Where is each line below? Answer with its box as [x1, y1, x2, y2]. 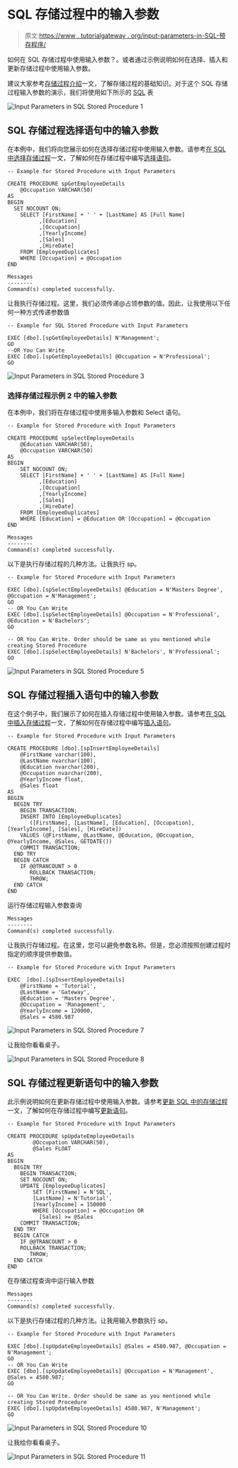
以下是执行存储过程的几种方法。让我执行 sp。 [7, 560, 140, 568]
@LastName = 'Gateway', [20, 989, 91, 996]
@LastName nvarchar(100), [20, 757, 97, 764]
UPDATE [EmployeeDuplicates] [20, 1182, 106, 1189]
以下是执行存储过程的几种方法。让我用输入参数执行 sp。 [7, 1316, 171, 1325]
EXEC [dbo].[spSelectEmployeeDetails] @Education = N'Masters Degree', [7, 586, 223, 594]
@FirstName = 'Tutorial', [20, 982, 97, 989]
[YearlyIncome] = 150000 [33, 1201, 106, 1208]
